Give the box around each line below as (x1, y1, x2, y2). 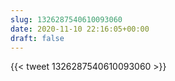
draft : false (10, 33, 65, 43)
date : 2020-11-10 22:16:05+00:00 (10, 24, 150, 34)
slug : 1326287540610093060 (10, 14, 123, 25)
